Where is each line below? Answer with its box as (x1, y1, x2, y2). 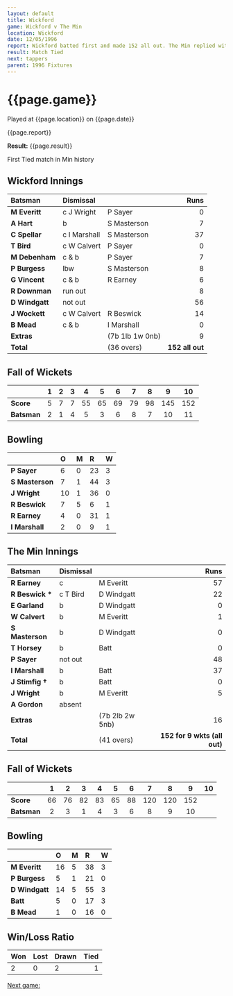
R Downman (10, 286, 52, 296)
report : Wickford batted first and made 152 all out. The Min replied (7, 42, 216, 49)
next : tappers (7, 56, 49, 62)
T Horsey (10, 643, 42, 652)
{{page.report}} (7, 128, 52, 136)
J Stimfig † (10, 677, 47, 686)
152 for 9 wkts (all (160, 730, 223, 740)
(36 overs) (107, 343, 142, 353)
